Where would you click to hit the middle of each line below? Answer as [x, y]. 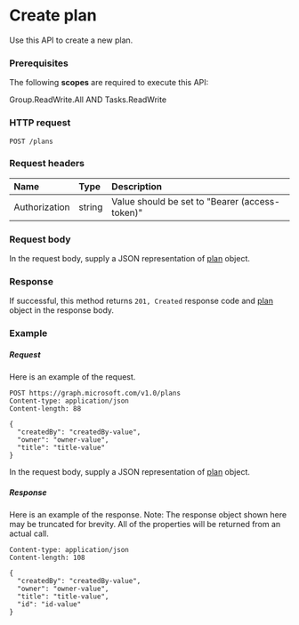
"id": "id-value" [49, 605]
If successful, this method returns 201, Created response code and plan [141, 301]
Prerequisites [39, 63]
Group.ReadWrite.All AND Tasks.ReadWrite [88, 100]
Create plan [53, 16]
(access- [260, 201]
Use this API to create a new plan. [71, 40]
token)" [127, 212]
